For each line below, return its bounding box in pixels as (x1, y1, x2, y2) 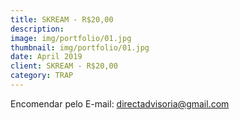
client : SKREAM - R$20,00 (10, 61, 118, 71)
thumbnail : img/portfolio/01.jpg (10, 42, 150, 53)
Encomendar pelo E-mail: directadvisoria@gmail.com (10, 97, 230, 110)
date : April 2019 (10, 52, 83, 62)
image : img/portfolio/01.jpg (10, 33, 132, 43)
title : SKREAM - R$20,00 (10, 14, 114, 25)
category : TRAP (10, 71, 74, 81)
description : (10, 24, 65, 34)
